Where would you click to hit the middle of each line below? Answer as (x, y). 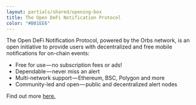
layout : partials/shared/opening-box (54, 12)
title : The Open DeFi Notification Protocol (64, 18)
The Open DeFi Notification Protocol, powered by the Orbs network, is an (98, 41)
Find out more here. (31, 96)
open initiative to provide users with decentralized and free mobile (89, 47)
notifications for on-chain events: (48, 53)
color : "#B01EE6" (28, 23)
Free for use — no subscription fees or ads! (68, 65)
